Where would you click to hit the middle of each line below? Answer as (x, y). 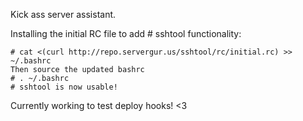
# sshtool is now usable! (64, 87)
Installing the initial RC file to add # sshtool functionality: (126, 33)
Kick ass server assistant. (63, 14)
